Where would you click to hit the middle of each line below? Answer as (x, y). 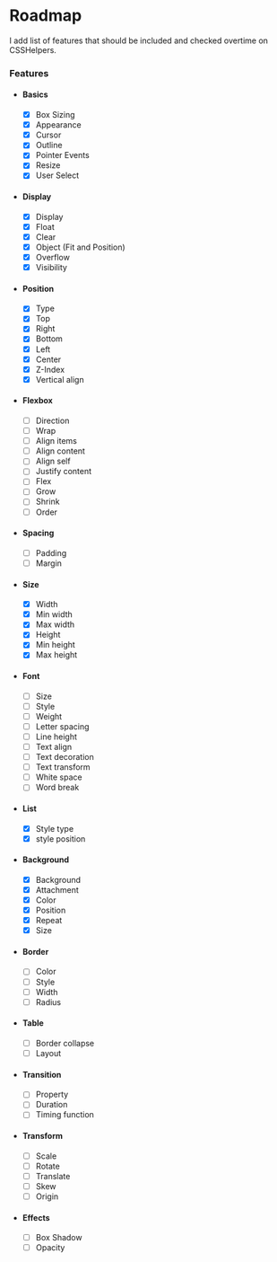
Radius (48, 1002)
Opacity (50, 1248)
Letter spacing (62, 726)
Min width (54, 614)
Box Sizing (55, 115)
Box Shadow (59, 1238)
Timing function (65, 1115)
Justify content (64, 472)
